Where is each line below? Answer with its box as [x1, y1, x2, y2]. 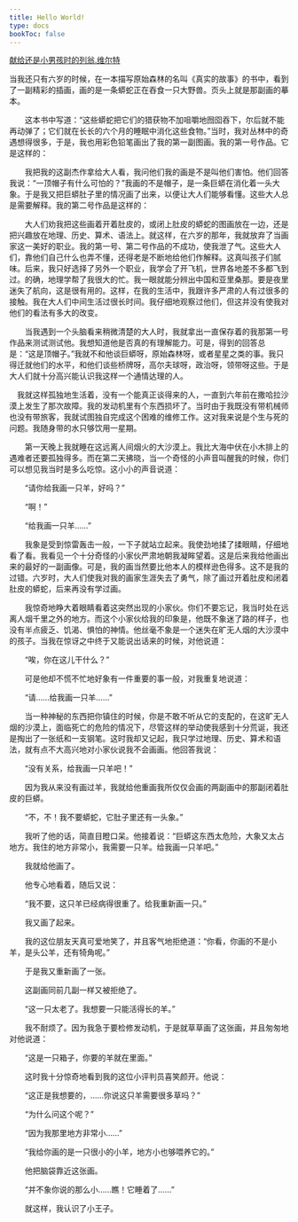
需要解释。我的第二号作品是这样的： [16, 200, 149, 211]
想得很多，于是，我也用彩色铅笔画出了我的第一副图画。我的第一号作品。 [16, 137, 281, 147]
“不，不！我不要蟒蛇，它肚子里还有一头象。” [24, 812, 184, 823]
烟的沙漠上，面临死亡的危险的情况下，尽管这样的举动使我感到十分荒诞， [9, 722, 273, 732]
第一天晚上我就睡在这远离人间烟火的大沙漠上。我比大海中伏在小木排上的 [24, 442, 289, 452]
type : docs [9, 21, 50, 30]
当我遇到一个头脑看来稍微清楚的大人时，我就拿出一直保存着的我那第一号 [24, 326, 289, 337]
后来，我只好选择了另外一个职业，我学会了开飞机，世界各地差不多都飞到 [24, 263, 289, 274]
